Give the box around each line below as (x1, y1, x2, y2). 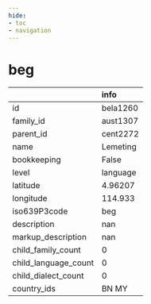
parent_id (12, 129, 48, 140)
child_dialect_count (12, 271, 84, 282)
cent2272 (101, 129, 139, 140)
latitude (12, 180, 41, 191)
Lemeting (101, 141, 137, 152)
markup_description (12, 232, 87, 243)
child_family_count (12, 244, 81, 256)
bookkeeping (12, 154, 61, 165)
